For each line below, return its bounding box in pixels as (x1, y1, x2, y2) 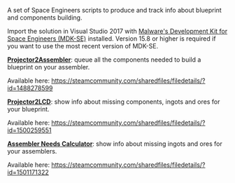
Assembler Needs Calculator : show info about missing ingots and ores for (7, 140, 222, 148)
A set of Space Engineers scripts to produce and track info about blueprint (7, 6, 222, 14)
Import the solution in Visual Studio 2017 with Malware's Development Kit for (7, 27, 228, 35)
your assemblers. (7, 147, 57, 155)
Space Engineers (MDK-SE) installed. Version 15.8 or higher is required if (7, 34, 216, 43)
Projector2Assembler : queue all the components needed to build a (7, 55, 201, 64)
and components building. (7, 13, 83, 22)
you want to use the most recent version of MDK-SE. (7, 42, 159, 50)
